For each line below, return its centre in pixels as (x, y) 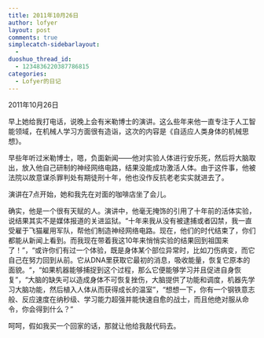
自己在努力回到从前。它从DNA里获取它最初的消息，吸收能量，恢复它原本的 (129, 259)
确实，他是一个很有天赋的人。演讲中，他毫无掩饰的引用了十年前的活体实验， (132, 211)
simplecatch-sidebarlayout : (54, 45)
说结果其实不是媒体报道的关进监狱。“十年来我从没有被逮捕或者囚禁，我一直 (130, 220)
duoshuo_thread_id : (40, 60)
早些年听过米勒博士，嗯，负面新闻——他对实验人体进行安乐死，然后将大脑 (128, 157)
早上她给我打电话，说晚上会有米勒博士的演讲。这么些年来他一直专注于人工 (128, 121)
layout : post (29, 30)
